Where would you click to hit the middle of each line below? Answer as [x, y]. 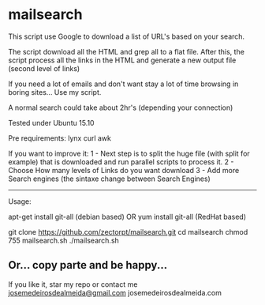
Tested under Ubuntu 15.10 [51, 122]
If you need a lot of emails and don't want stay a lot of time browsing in [123, 84]
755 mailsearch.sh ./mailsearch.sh [64, 240]
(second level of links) [44, 68]
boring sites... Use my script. [55, 92]
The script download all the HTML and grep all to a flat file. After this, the [126, 51]
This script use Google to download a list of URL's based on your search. [127, 36]
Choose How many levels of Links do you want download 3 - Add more [124, 170]
